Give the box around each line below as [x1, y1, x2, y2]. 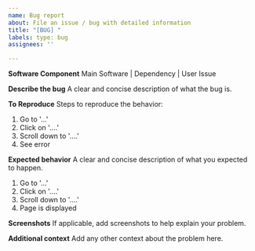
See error [19, 140, 51, 149]
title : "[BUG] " [8, 26, 61, 34]
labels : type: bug [8, 33, 68, 42]
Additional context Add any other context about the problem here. [8, 234, 224, 243]
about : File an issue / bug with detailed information [8, 19, 191, 27]
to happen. [8, 163, 43, 173]
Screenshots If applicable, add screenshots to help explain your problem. [8, 219, 246, 228]
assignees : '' [8, 41, 55, 49]
